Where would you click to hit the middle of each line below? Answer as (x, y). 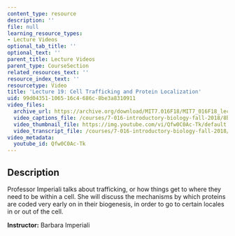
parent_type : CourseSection (48, 66)
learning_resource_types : (45, 33)
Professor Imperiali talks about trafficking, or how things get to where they (114, 189)
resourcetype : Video (37, 85)
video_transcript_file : (48, 131)
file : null (23, 27)
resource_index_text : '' (43, 79)
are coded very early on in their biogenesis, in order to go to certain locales (116, 204)
